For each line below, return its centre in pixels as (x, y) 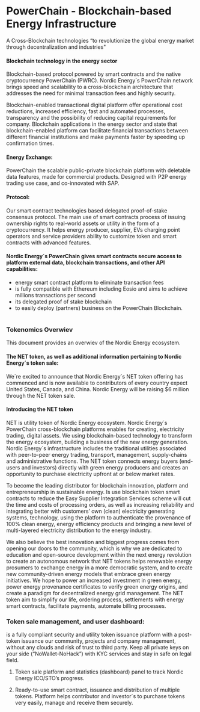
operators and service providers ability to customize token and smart (92, 236)
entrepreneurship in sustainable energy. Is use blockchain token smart (93, 492)
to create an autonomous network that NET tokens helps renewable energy (99, 561)
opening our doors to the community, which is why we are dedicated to (94, 548)
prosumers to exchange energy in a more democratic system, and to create (100, 568)
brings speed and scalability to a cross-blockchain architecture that (90, 87)
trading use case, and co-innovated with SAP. (63, 183)
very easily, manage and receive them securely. (74, 703)
